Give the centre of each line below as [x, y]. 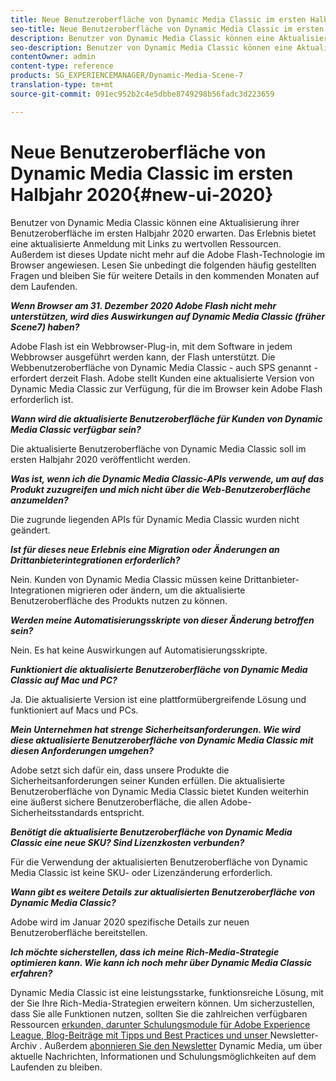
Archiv [24, 1045]
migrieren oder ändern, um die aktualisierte [156, 590]
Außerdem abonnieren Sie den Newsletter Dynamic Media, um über [183, 1045]
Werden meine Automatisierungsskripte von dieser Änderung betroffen [162, 620]
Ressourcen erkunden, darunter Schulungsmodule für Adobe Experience [160, 1024]
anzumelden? [39, 500]
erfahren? [31, 973]
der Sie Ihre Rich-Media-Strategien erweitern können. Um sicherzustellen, [163, 1003]
